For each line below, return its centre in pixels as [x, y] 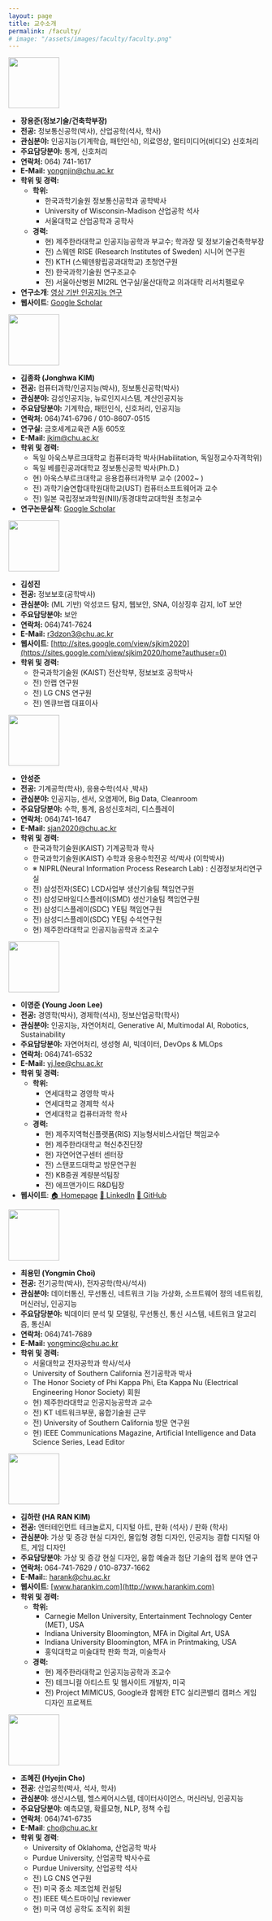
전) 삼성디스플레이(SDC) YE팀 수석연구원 [97, 919]
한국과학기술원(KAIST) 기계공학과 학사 [93, 849]
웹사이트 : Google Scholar [61, 303]
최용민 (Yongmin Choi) [58, 1273]
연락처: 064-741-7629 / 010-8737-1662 [85, 1568]
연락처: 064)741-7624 [56, 625]
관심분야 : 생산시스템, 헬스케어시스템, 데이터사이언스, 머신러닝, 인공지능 [132, 1798]
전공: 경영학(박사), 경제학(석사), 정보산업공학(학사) [100, 1015]
